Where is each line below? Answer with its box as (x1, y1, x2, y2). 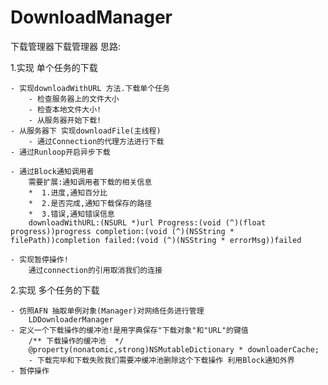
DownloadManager (10, 6, 173, 29)
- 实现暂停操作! (10, 254, 69, 265)
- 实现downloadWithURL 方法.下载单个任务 (10, 83, 170, 93)
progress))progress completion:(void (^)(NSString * (10, 226, 235, 236)
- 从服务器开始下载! (28, 115, 102, 125)
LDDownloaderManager (28, 314, 114, 325)
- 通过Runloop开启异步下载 (10, 147, 111, 157)
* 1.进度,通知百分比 (28, 187, 108, 198)
